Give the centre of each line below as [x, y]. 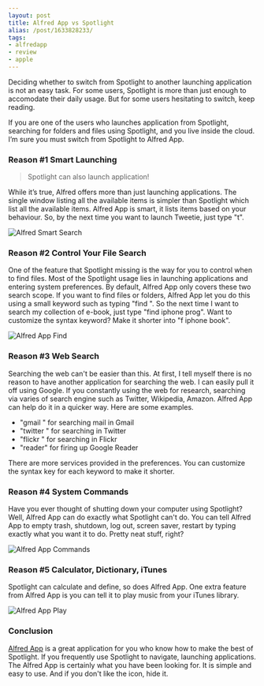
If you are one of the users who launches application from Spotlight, [119, 122]
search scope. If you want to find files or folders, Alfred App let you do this [129, 295]
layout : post [30, 15]
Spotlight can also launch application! [88, 177]
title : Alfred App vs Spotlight [61, 23]
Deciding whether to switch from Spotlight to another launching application [130, 82]
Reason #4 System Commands [69, 492]
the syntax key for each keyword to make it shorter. [91, 471]
